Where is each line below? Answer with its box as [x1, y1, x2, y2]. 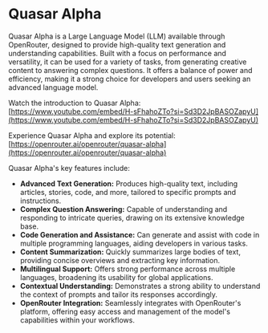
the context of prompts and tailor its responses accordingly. [19, 290, 218, 299]
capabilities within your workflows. [19, 315, 135, 325]
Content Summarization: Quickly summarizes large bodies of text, [19, 246, 241, 257]
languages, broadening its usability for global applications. [19, 272, 213, 282]
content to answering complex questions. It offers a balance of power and [8, 65, 253, 75]
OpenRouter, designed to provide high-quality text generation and [8, 39, 226, 49]
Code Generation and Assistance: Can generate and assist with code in [19, 229, 260, 239]
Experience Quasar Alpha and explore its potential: [8, 130, 177, 140]
